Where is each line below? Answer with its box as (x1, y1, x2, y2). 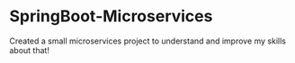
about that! (9, 44, 49, 55)
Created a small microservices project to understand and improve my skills (9, 35, 286, 46)
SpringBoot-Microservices (9, 6, 213, 27)
